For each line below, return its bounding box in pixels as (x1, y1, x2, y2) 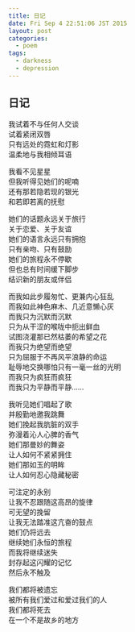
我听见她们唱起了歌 (8, 399, 72, 409)
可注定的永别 (8, 487, 51, 497)
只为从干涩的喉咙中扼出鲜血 (8, 322, 100, 331)
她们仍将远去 (8, 527, 51, 537)
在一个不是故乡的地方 (8, 614, 79, 625)
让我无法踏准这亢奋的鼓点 (8, 517, 93, 526)
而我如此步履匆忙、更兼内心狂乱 (8, 291, 114, 301)
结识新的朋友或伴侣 (8, 274, 72, 284)
